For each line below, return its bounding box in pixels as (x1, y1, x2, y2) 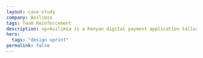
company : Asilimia (6, 14, 53, 21)
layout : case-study (6, 8, 56, 15)
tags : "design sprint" (11, 37, 69, 43)
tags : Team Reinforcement (6, 20, 71, 26)
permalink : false (6, 43, 50, 49)
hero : (6, 31, 20, 37)
